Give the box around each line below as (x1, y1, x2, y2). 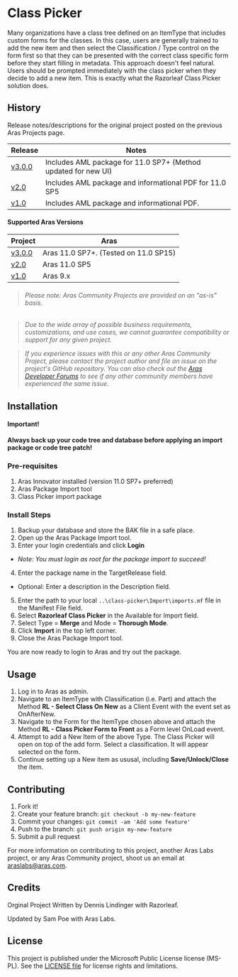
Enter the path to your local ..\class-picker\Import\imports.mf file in (17, 596, 221, 605)
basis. (24, 298, 43, 307)
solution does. (7, 81, 49, 90)
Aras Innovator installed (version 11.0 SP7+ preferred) (17, 477, 174, 486)
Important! (7, 420, 40, 428)
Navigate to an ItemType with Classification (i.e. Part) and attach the (17, 695, 217, 703)
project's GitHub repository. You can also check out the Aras (24, 365, 203, 373)
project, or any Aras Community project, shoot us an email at (7, 853, 185, 862)
